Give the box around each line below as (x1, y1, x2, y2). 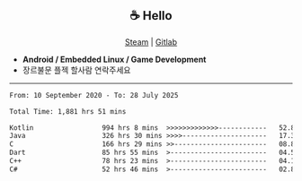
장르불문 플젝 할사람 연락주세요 (22, 65, 131, 75)
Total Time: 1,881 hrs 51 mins (9, 107, 127, 116)
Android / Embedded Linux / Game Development (22, 54, 207, 65)
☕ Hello (129, 8, 173, 23)
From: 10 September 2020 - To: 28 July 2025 (9, 90, 179, 99)
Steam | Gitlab (124, 36, 178, 47)
